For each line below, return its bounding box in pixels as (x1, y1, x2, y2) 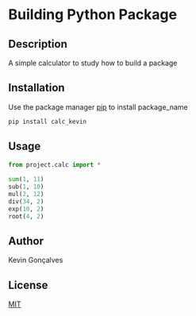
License (8, 278, 48, 291)
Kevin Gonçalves (8, 256, 63, 265)
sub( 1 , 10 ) (8, 183, 44, 191)
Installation (8, 81, 65, 94)
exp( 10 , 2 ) (8, 205, 44, 213)
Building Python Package (8, 6, 177, 24)
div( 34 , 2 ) (8, 197, 44, 206)
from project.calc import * (8, 160, 102, 168)
